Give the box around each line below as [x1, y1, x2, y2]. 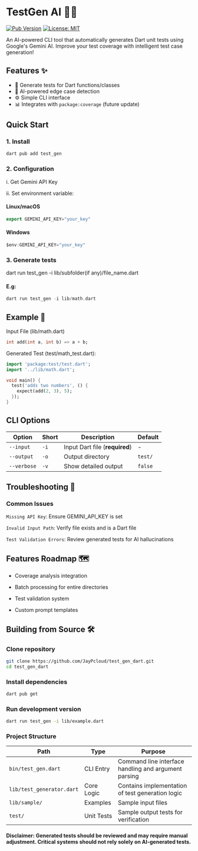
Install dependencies [6, 677, 68, 686]
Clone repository [6, 645, 55, 653]
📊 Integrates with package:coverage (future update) [14, 100, 140, 108]
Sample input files [117, 799, 168, 807]
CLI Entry [84, 765, 110, 773]
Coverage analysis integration [14, 572, 87, 580]
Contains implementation [117, 782, 187, 790]
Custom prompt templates [14, 607, 78, 614]
